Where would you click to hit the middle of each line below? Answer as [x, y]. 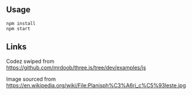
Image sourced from [31, 79]
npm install [21, 23]
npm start [18, 28]
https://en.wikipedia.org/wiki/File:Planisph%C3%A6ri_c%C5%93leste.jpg [96, 85]
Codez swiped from [30, 61]
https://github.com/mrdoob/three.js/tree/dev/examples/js [76, 67]
